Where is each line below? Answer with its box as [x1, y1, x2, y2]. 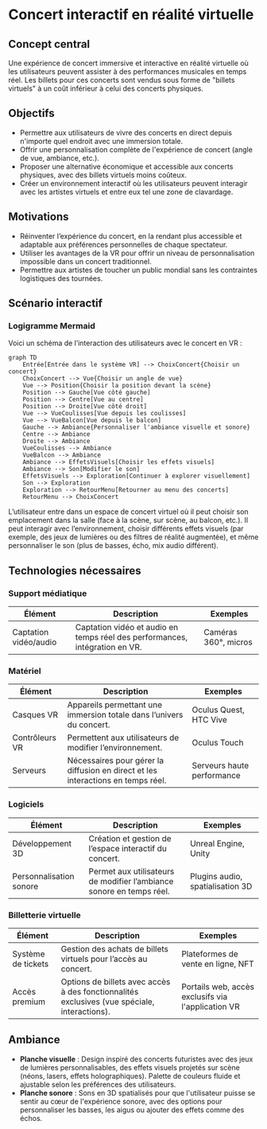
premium [12, 996, 46, 1007]
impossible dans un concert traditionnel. [19, 256, 153, 266]
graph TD [8, 354, 37, 362]
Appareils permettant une [67, 699, 163, 710]
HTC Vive [192, 714, 228, 726]
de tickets [12, 958, 49, 969]
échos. [19, 1113, 43, 1123]
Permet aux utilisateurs [88, 866, 175, 877]
